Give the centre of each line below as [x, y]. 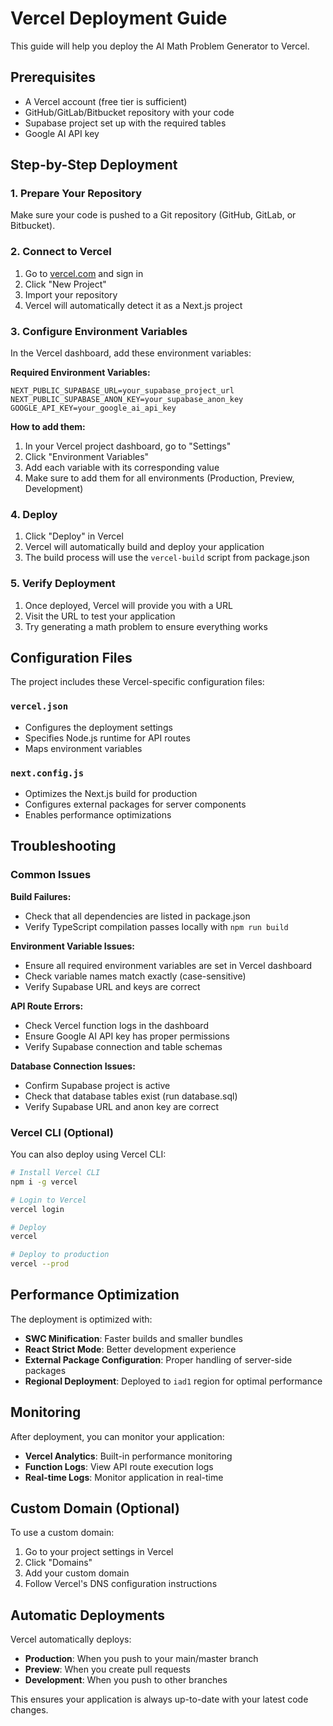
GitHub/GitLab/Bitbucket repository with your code [129, 112]
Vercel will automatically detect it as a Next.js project [133, 305]
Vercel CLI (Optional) [62, 1132]
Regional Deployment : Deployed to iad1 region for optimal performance [173, 1381]
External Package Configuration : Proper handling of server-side [158, 1359]
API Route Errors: [47, 1006]
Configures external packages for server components [135, 804]
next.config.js [47, 773]
